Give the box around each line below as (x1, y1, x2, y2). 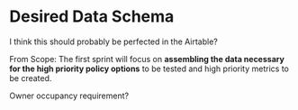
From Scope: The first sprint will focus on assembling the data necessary (9, 53, 285, 64)
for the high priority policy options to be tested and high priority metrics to (9, 63, 290, 74)
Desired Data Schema (9, 6, 175, 27)
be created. (9, 72, 52, 83)
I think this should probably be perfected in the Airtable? (9, 36, 218, 47)
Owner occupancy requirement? (9, 90, 129, 101)
